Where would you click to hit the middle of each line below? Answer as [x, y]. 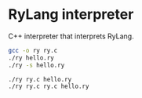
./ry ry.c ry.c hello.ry [49, 87]
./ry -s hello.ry [36, 65]
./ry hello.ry [31, 58]
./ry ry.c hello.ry [40, 79]
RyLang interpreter [71, 15]
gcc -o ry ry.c [33, 50]
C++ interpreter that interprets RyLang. [71, 36]
